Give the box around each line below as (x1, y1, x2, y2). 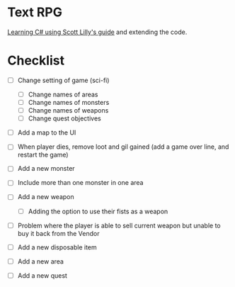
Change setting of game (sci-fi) (17, 76, 110, 84)
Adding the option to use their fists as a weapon (28, 207, 168, 215)
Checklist (7, 52, 65, 69)
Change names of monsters (28, 99, 110, 106)
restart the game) (17, 150, 69, 159)
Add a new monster (17, 164, 76, 173)
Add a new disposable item (17, 242, 97, 252)
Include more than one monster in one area (17, 179, 144, 187)
